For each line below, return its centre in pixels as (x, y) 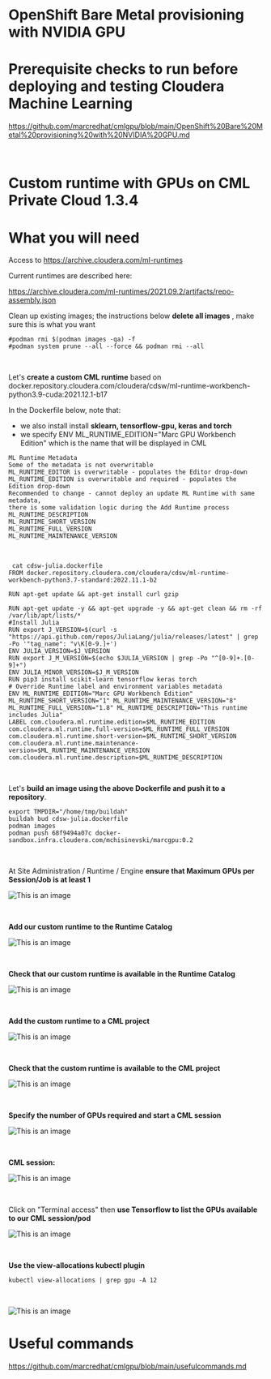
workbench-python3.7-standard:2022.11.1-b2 (83, 580)
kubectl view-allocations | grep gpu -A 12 (83, 1280)
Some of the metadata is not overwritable (81, 465)
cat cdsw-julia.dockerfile (57, 566)
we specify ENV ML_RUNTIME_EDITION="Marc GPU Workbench (128, 435)
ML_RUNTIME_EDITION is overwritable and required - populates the (123, 479)
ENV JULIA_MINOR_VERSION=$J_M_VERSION (74, 672)
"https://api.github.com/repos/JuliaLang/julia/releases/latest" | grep (133, 637)
